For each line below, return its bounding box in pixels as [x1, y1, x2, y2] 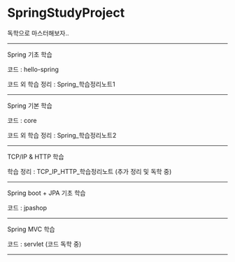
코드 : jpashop [7, 203, 48, 212]
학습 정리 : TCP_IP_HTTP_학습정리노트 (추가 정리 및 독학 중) [7, 167, 172, 175]
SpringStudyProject [7, 5, 125, 21]
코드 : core [7, 116, 37, 124]
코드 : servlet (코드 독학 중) [7, 240, 82, 248]
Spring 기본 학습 [7, 101, 52, 110]
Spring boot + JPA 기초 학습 [7, 189, 86, 197]
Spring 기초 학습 [7, 50, 52, 59]
